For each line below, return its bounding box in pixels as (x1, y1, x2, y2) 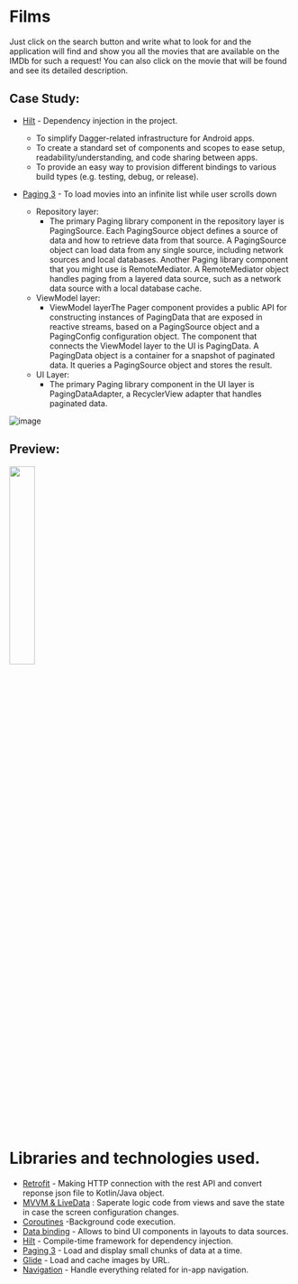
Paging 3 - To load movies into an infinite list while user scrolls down (22, 188, 277, 200)
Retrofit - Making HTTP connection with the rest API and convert (22, 1177, 263, 1188)
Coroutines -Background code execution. (22, 1216, 176, 1227)
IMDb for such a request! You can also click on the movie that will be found (9, 55, 287, 66)
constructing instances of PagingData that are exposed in (49, 312, 263, 322)
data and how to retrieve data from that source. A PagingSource (49, 235, 286, 246)
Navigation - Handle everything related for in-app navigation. (22, 1264, 249, 1275)
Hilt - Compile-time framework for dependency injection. (22, 1235, 233, 1246)
